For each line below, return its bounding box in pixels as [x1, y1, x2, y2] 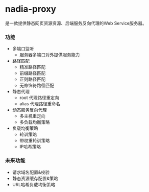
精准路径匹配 [19, 64, 46, 70]
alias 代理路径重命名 [19, 101, 60, 107]
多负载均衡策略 [19, 119, 50, 125]
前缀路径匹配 [19, 70, 46, 76]
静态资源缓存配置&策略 [12, 175, 58, 181]
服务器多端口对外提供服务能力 [19, 52, 80, 58]
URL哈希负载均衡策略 [12, 181, 55, 187]
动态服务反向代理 [12, 107, 47, 113]
